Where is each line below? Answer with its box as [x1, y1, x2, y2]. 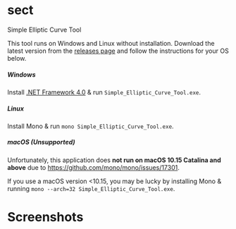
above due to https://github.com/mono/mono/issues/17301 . [7, 163, 180, 171]
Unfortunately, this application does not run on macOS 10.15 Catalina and [7, 156, 221, 164]
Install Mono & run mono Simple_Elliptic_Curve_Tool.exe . [7, 122, 174, 130]
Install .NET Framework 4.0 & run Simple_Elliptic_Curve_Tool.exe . [7, 87, 201, 97]
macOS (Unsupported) [7, 138, 75, 147]
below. [7, 54, 27, 62]
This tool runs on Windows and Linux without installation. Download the [7, 39, 215, 47]
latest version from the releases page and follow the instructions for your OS [7, 47, 229, 55]
